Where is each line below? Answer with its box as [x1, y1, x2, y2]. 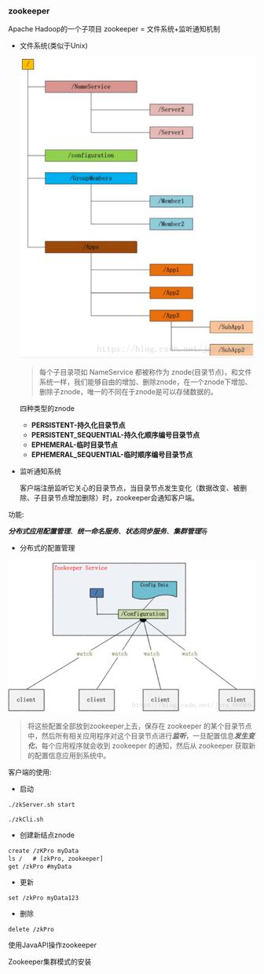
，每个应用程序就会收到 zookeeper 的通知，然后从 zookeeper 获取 [34, 741, 249, 750]
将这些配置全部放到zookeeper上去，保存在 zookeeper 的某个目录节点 [27, 721, 252, 730]
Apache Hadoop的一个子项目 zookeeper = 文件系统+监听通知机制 [8, 24, 221, 34]
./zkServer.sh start [8, 800, 76, 808]
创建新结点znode [19, 830, 75, 840]
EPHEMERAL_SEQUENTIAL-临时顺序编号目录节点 [31, 450, 193, 460]
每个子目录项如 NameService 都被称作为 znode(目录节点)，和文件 [38, 368, 252, 377]
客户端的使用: [8, 767, 53, 777]
